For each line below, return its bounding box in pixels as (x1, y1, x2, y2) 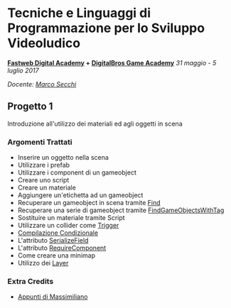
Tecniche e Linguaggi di (7, 5, 151, 21)
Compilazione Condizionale (17, 229, 98, 237)
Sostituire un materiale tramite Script (17, 214, 126, 222)
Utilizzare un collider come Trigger (17, 221, 119, 230)
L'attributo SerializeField (17, 236, 89, 245)
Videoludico (7, 35, 80, 51)
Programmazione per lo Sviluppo (7, 20, 205, 36)
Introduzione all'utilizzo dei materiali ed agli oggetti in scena (7, 119, 183, 128)
